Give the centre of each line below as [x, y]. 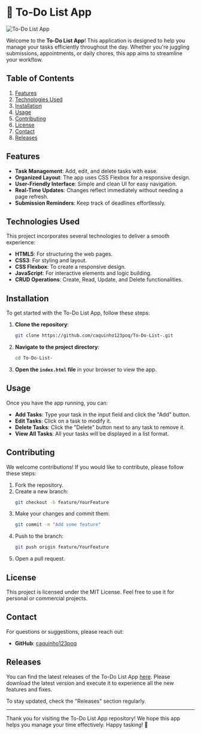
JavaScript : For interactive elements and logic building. [83, 273]
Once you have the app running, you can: [57, 403]
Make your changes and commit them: [62, 514]
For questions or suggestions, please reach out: [65, 631]
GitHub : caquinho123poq [46, 643]
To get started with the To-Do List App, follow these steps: [78, 313]
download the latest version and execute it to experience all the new [90, 683]
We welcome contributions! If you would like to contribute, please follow [95, 467]
